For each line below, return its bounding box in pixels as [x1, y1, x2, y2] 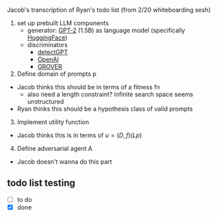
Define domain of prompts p [16, 70, 97, 78]
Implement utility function [16, 118, 90, 126]
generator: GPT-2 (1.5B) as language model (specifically [27, 27, 186, 34]
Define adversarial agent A [16, 145, 92, 152]
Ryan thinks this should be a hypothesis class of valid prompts [16, 105, 193, 113]
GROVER [37, 63, 63, 70]
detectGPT [37, 48, 68, 56]
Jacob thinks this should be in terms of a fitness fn [16, 83, 160, 91]
